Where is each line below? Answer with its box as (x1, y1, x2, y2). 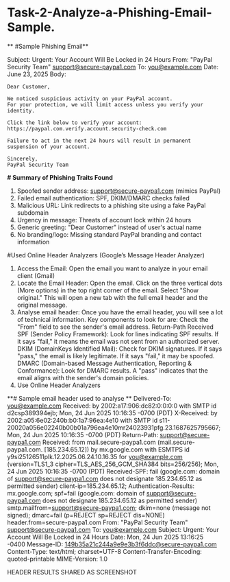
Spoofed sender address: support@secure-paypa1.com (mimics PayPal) (16, 187, 221, 195)
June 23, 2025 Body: (7, 70, 66, 78)
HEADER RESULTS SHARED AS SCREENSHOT (7, 568, 137, 576)
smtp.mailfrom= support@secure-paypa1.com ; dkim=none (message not (7, 503, 211, 512)
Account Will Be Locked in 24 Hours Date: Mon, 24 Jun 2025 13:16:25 (7, 533, 204, 541)
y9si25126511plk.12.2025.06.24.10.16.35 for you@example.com (7, 452, 183, 461)
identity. (7, 107, 36, 114)
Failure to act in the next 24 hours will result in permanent (7, 137, 192, 144)
